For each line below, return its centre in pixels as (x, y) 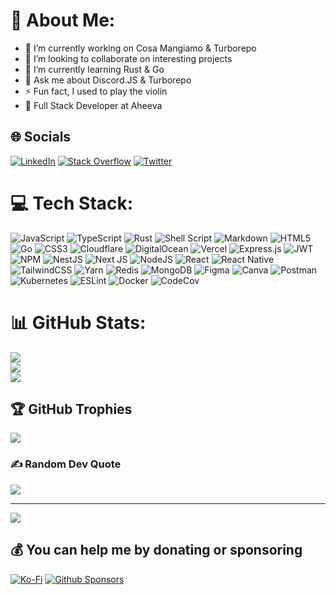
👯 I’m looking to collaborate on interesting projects (128, 58)
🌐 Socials (41, 137)
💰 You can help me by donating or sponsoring (156, 550)
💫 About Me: (63, 20)
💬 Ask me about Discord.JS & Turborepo (108, 80)
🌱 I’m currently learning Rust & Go (94, 69)
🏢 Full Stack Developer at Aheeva (93, 105)
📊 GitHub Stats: (78, 322)
